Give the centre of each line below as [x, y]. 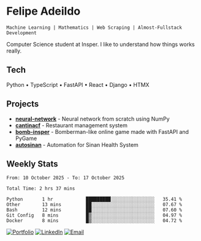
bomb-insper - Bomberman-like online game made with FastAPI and [102, 132]
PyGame [26, 138]
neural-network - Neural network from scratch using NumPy [92, 119]
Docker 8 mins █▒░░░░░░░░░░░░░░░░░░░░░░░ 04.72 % [94, 221]
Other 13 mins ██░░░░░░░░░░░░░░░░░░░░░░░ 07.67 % [94, 205]
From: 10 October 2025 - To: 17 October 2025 [65, 178]
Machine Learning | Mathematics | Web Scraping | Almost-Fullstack [94, 28]
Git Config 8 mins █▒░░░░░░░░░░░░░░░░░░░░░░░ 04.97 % [94, 215]
